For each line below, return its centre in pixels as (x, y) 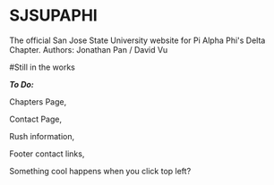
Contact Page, (36, 119)
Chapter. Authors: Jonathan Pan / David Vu (89, 49)
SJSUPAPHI (54, 16)
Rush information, (42, 136)
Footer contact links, (47, 154)
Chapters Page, (38, 101)
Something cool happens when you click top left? (100, 171)
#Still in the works (43, 67)
